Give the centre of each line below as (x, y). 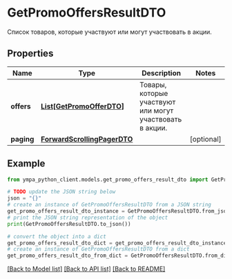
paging (22, 139)
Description (161, 73)
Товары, (153, 84)
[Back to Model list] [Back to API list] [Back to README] (86, 269)
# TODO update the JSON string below (61, 192)
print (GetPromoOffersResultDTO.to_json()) (69, 224)
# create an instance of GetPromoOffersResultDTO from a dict (98, 249)
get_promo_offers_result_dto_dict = (60, 243)
